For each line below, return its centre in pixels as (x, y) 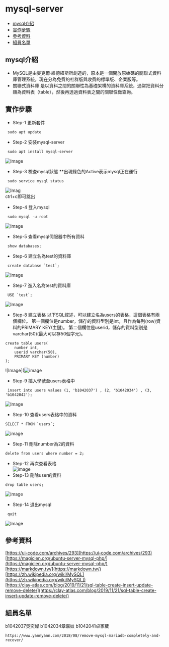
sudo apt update (24, 132)
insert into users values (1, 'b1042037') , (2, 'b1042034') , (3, (79, 390)
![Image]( (15, 370)
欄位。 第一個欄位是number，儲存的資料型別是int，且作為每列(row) (87, 321)
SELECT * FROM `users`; (30, 424)
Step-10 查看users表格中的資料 (45, 414)
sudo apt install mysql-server (40, 152)
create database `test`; (33, 266)
